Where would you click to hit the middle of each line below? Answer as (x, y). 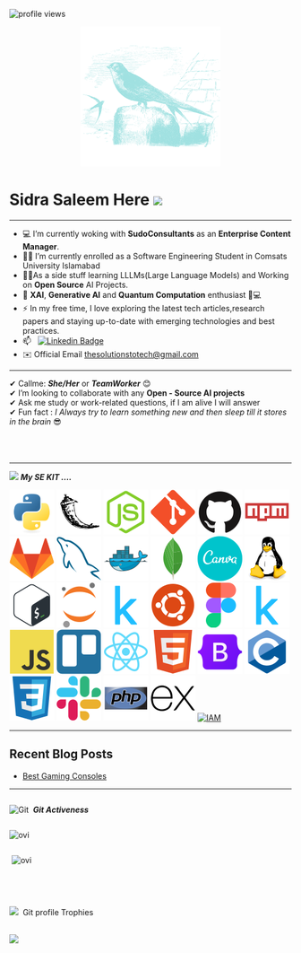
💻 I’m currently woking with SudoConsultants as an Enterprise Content (156, 233)
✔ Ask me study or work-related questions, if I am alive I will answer (135, 402)
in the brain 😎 (35, 421)
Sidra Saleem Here (80, 200)
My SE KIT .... (46, 476)
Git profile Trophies (58, 912)
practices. (41, 330)
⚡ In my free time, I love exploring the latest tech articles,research (143, 308)
